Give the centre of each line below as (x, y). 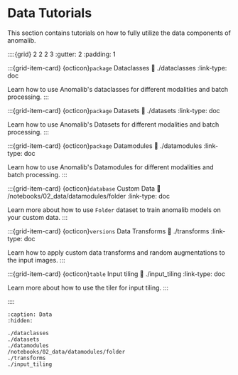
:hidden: (20, 321)
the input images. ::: (36, 260)
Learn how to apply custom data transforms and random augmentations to (116, 252)
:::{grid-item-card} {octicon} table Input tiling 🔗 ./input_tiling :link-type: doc (117, 274)
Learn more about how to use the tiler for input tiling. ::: (88, 287)
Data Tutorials (50, 13)
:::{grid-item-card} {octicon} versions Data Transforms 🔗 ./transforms (108, 231)
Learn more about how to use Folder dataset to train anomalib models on (114, 210)
